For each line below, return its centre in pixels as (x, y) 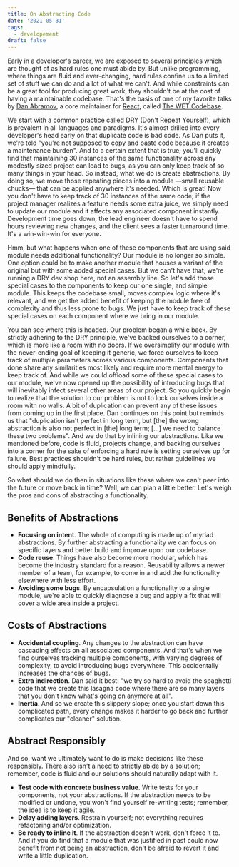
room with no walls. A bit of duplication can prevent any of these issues (112, 406)
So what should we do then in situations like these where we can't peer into (118, 480)
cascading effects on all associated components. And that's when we (120, 650)
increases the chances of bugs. (64, 673)
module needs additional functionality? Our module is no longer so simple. (116, 255)
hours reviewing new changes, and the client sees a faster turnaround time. (118, 226)
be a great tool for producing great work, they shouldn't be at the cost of (114, 91)
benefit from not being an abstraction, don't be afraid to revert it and (118, 848)
